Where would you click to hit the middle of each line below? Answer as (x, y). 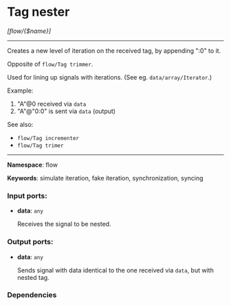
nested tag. (33, 277)
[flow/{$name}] (29, 31)
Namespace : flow (33, 165)
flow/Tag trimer (40, 145)
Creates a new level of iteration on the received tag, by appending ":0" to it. (114, 50)
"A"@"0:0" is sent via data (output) (66, 111)
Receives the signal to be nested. (64, 224)
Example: (20, 91)
